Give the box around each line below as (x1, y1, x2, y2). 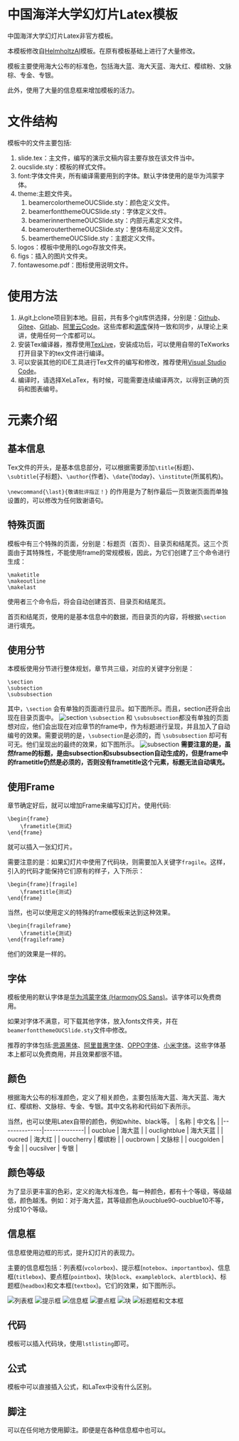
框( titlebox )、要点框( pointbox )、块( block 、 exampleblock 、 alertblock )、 (7, 1272, 221, 1280)
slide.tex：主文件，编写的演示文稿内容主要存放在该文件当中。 (17, 153, 198, 162)
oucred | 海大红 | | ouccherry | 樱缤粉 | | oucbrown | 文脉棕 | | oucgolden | (7, 1135, 224, 1144)
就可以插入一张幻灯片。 (7, 842, 76, 851)
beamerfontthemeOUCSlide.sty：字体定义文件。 (28, 207, 171, 215)
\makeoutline (7, 577, 46, 585)
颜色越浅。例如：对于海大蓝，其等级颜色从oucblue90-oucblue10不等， (19, 1196, 228, 1204)
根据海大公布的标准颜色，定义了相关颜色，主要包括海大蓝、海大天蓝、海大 (7, 1093, 225, 1101)
